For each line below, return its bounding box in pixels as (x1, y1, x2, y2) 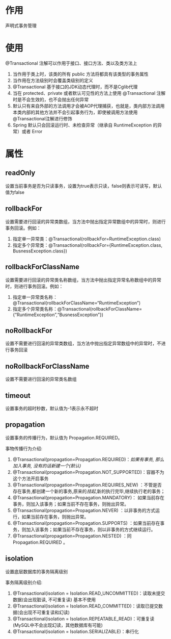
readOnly (5, 169, 36, 177)
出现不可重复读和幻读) (23, 609, 70, 615)
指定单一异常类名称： (12, 294, 58, 300)
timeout (5, 391, 31, 400)
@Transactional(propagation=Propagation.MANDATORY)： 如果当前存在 (12, 494, 164, 500)
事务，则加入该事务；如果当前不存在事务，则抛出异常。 (12, 501, 129, 507)
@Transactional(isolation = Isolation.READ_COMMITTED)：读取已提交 (12, 603, 159, 609)
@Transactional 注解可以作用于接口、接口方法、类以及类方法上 (5, 60, 137, 66)
